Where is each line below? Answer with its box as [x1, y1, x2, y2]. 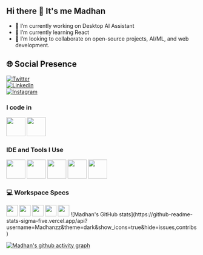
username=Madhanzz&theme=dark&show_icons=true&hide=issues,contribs [6, 224, 197, 231]
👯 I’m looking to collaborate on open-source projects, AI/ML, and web [15, 35, 189, 42]
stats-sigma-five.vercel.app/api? [6, 217, 88, 224]
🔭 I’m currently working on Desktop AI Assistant [15, 22, 135, 29]
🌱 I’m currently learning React [15, 28, 90, 36]
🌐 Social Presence [6, 59, 77, 70]
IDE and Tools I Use [6, 145, 64, 154]
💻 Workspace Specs [6, 188, 70, 197]
